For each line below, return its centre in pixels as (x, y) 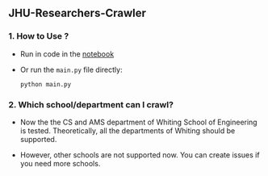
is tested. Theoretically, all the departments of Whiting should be (128, 130)
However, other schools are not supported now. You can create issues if (140, 155)
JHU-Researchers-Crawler (77, 13)
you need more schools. (60, 163)
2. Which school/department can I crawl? (91, 104)
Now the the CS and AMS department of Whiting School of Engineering (138, 122)
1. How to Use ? (39, 36)
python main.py (46, 84)
